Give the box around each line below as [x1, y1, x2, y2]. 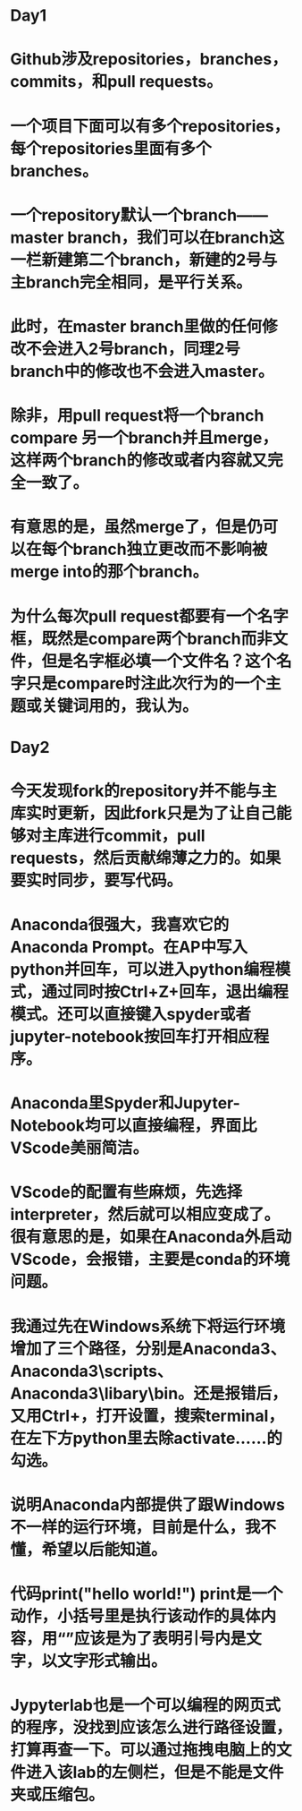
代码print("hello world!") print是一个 [10, 1584, 283, 1603]
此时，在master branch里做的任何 [10, 316, 263, 337]
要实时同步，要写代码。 [10, 870, 183, 891]
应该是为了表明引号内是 [73, 1628, 247, 1648]
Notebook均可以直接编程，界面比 [10, 1115, 257, 1136]
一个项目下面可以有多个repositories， [10, 115, 290, 136]
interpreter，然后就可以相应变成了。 [10, 1205, 281, 1225]
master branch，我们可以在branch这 [10, 227, 285, 247]
